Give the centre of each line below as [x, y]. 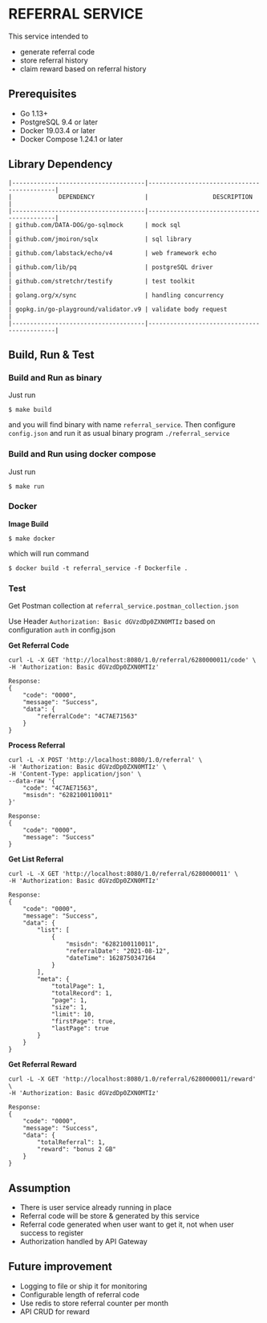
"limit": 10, [73, 1015]
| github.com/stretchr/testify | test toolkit [102, 281]
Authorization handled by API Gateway [84, 1241]
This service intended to [49, 36]
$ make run [26, 486]
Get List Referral [36, 859]
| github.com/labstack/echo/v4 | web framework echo [113, 253]
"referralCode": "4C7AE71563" [87, 716]
